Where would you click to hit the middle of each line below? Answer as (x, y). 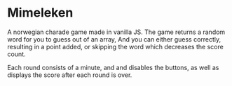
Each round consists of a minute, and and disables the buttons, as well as (113, 67)
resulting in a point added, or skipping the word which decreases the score (116, 46)
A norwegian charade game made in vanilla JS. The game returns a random (116, 32)
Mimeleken (40, 13)
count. (16, 54)
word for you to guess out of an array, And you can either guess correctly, (114, 39)
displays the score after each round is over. (70, 75)
